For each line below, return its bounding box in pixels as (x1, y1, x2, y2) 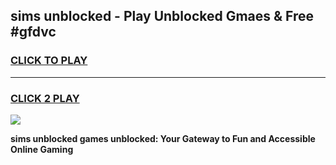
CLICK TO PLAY (10, 54, 88, 68)
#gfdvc (10, 24, 57, 41)
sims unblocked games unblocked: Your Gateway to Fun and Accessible (10, 132, 316, 144)
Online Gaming (10, 143, 74, 155)
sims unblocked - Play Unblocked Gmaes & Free (10, 8, 315, 25)
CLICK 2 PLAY (10, 91, 80, 105)
